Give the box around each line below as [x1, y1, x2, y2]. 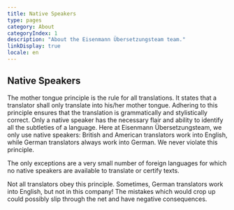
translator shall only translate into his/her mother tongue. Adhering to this [7, 100, 218, 109]
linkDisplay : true [7, 43, 61, 50]
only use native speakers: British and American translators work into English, [7, 130, 228, 139]
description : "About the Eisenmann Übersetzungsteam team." [7, 36, 187, 43]
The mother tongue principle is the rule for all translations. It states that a [7, 93, 217, 102]
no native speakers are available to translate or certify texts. [7, 166, 180, 174]
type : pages [7, 17, 42, 24]
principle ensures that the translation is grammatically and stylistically [7, 108, 208, 117]
